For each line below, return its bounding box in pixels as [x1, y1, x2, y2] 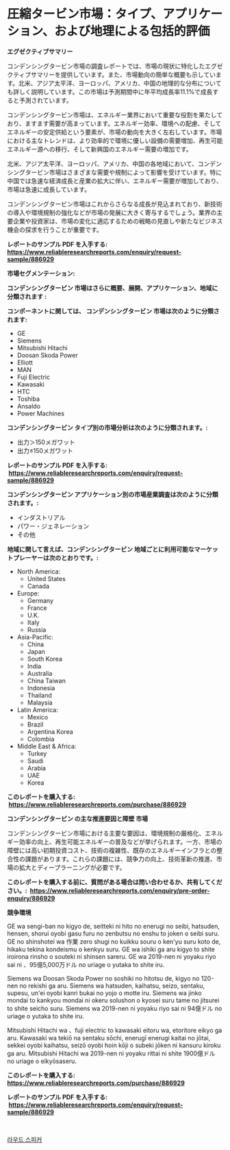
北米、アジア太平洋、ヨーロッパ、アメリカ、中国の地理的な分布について [18, 79, 222, 87]
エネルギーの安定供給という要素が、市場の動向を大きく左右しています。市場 [7, 127, 222, 136]
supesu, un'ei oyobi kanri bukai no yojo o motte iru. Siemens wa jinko [7, 988, 202, 997]
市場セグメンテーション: [7, 269, 75, 278]
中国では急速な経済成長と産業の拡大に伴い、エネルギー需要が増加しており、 [7, 176, 222, 185]
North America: [16, 567, 60, 576]
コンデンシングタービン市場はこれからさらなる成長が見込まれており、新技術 [7, 199, 222, 208]
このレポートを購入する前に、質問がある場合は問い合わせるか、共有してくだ [7, 878, 222, 886]
